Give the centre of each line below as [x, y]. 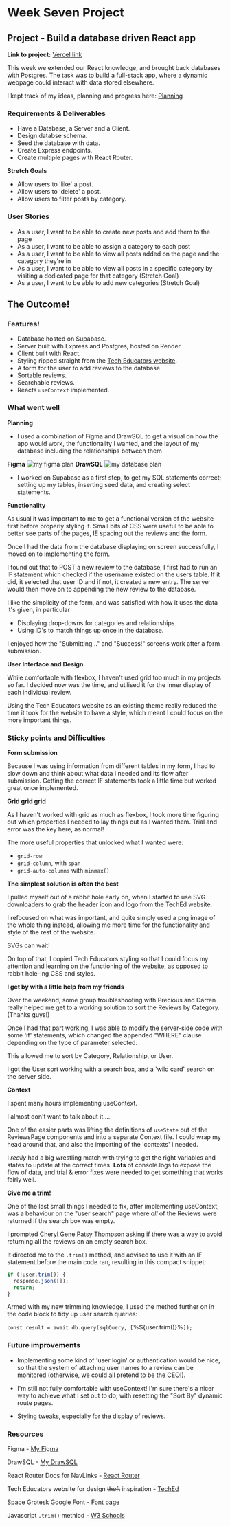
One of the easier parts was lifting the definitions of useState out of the [107, 1130]
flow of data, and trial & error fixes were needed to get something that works [115, 1172]
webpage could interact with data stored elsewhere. [81, 82]
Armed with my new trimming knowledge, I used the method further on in [111, 1307]
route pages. [35, 1402]
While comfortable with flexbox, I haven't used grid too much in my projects [114, 677]
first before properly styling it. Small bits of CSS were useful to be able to [111, 526]
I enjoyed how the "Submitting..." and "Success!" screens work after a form [114, 643]
